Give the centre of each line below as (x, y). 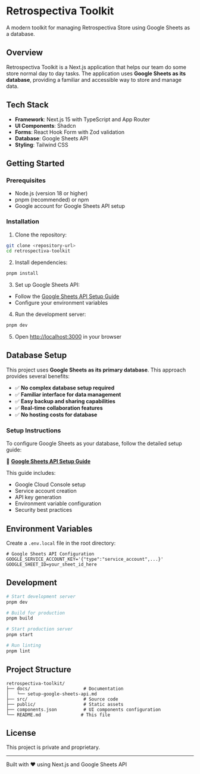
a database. (21, 33)
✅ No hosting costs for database (56, 414)
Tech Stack (27, 105)
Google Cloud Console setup (50, 484)
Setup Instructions (34, 430)
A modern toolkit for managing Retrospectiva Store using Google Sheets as (98, 27)
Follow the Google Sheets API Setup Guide (67, 296)
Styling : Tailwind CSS (41, 145)
